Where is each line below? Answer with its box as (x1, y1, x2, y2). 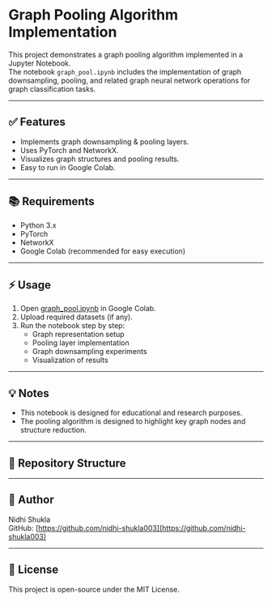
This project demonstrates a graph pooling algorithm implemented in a (8, 49, 244, 59)
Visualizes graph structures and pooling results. (19, 154, 180, 164)
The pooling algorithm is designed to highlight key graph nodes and (19, 416, 246, 426)
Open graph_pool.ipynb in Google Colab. (19, 304, 156, 314)
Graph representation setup (32, 330, 125, 339)
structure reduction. (19, 425, 87, 435)
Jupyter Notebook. (8, 58, 71, 68)
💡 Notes (8, 386, 50, 400)
